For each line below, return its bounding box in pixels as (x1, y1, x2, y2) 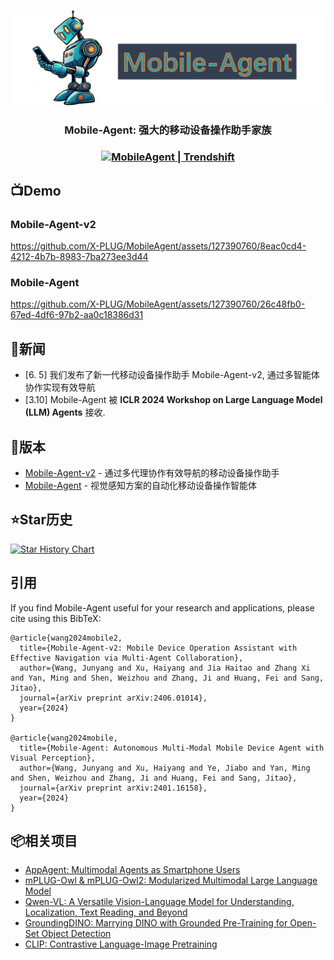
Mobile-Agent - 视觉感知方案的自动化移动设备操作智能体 (24, 480, 257, 492)
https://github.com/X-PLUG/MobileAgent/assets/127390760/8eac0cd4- (10, 240, 307, 252)
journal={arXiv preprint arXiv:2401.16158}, (19, 783, 208, 793)
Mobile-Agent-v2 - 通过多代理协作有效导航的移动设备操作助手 (24, 467, 280, 479)
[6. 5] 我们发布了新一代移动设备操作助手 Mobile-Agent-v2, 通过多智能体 (24, 369, 320, 381)
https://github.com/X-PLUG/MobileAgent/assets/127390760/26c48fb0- (10, 298, 306, 310)
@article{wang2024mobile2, (10, 633, 123, 643)
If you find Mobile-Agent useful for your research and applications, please (10, 601, 315, 614)
